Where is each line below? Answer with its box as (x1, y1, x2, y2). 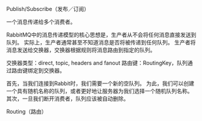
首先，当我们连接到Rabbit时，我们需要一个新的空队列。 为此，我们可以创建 (6, 80, 195, 87)
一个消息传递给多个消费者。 (6, 18, 76, 26)
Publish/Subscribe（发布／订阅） (6, 5, 90, 12)
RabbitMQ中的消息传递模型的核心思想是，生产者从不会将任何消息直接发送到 (6, 31, 197, 38)
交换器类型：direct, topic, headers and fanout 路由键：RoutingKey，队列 (6, 60, 188, 66)
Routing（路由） (6, 108, 47, 115)
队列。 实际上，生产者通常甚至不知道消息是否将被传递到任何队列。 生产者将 (6, 39, 196, 46)
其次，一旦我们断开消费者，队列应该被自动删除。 (6, 95, 129, 102)
